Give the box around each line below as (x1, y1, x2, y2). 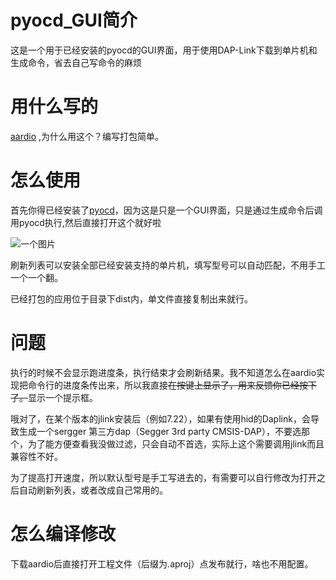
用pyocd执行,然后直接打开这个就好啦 (10, 216, 162, 228)
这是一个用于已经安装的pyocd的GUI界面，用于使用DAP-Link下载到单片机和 (10, 44, 318, 56)
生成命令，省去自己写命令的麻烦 (10, 56, 142, 68)
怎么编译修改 (10, 522, 117, 545)
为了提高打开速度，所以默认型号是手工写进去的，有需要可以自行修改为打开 (10, 471, 317, 483)
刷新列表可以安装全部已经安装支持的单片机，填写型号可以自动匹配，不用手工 (10, 259, 326, 271)
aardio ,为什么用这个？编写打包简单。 (10, 130, 165, 142)
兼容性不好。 (10, 450, 63, 462)
